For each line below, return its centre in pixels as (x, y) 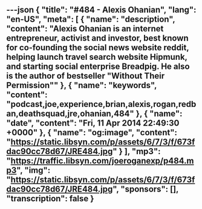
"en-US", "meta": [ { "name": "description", (91, 20)
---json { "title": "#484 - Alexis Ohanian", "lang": (101, 10)
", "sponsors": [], (146, 189)
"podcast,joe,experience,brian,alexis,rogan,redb (101, 104)
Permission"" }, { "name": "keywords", (82, 85)
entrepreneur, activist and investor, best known (97, 38)
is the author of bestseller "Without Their (86, 76)
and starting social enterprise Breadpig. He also (98, 67)
